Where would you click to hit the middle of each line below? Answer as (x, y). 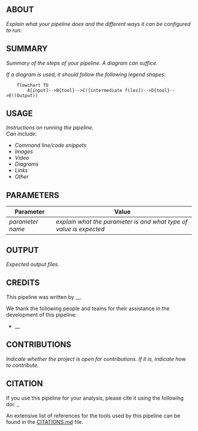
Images (24, 152)
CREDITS (23, 283)
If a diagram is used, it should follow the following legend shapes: (86, 74)
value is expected (80, 229)
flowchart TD (33, 85)
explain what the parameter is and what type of (122, 222)
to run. (14, 30)
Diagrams (27, 164)
